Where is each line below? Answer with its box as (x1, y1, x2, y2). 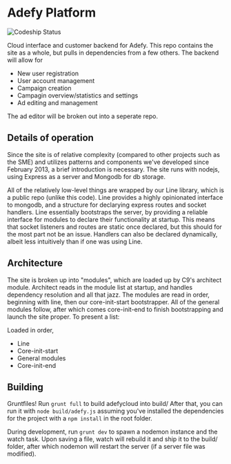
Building (7, 381, 43, 393)
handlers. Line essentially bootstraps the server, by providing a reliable (7, 207, 208, 216)
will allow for (7, 55, 43, 64)
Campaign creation (17, 84, 72, 92)
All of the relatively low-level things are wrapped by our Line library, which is (7, 185, 224, 194)
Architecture (7, 257, 63, 269)
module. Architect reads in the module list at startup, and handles (7, 283, 193, 291)
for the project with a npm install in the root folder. (7, 414, 153, 423)
